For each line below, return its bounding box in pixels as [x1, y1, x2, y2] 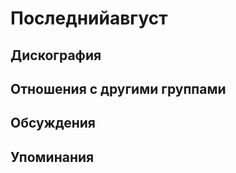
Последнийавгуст [10, 7, 168, 30]
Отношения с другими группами [10, 80, 227, 97]
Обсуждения [10, 115, 96, 132]
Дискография [10, 47, 102, 64]
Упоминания [10, 148, 95, 166]
